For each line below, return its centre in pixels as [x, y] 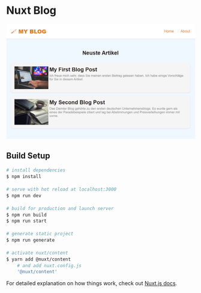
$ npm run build [26, 215]
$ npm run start [26, 221]
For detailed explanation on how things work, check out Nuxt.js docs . [92, 283]
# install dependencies [36, 170]
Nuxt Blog [31, 11]
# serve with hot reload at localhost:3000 [61, 190]
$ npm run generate [31, 240]
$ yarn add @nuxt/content [38, 259]
